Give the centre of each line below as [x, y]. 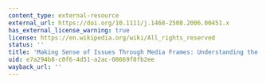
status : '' [26, 45]
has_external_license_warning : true [69, 30]
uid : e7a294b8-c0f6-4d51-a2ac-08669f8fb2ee [82, 60]
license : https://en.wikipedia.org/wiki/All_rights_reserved [112, 38]
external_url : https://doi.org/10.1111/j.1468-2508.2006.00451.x [119, 23]
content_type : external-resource [64, 15]
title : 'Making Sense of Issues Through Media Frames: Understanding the [133, 52]
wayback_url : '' [35, 67]
